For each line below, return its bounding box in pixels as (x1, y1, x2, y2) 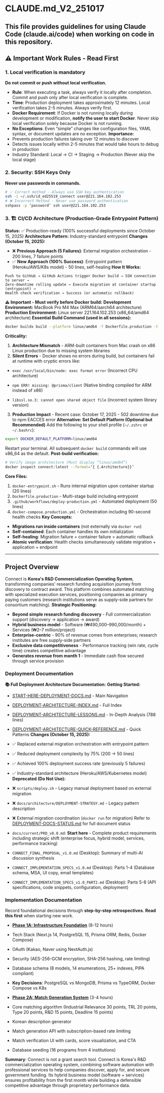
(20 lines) (12, 488, 32, 494)
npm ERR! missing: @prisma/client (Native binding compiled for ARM (12, 382, 152, 388)
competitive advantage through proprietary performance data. (5, 1082, 130, 1089)
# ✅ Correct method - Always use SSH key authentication (5, 189, 124, 194)
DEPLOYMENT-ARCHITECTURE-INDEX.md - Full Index (12, 702, 122, 708)
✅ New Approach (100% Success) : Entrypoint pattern (12, 259, 122, 265)
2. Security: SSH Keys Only (5, 169, 71, 176)
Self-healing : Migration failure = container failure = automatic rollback (12, 534, 154, 539)
